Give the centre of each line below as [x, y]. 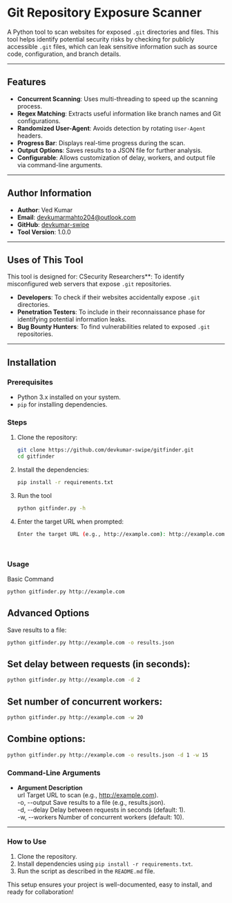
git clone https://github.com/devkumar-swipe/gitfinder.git [105, 450]
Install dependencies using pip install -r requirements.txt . [105, 864]
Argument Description [50, 788]
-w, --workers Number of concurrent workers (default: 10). [100, 817]
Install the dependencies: [53, 470]
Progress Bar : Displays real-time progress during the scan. [101, 142]
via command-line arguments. [60, 165]
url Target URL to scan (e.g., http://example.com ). [88, 795]
